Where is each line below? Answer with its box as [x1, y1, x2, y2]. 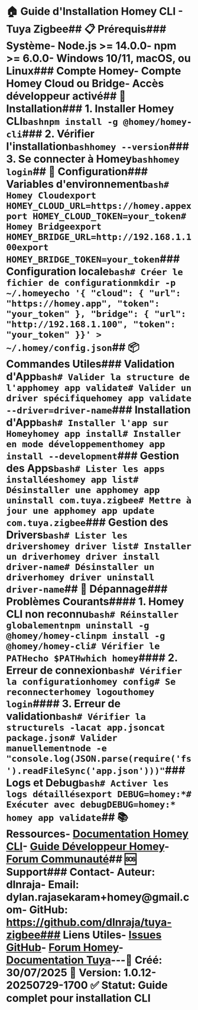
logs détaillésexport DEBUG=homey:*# [6, 789, 192, 800]
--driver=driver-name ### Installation [6, 403, 191, 417]
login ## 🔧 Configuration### [6, 165, 148, 178]
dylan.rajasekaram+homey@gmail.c [6, 890, 190, 904]
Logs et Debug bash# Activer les [6, 776, 169, 790]
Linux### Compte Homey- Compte [6, 65, 181, 78]
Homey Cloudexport [6, 190, 96, 201]
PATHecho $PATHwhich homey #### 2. [6, 651, 178, 665]
